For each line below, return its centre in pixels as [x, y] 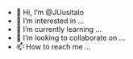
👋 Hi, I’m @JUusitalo [50, 12]
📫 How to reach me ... [53, 47]
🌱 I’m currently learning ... [59, 29]
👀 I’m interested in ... [50, 21]
